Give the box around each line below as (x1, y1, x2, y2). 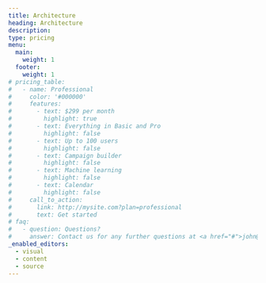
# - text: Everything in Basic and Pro (8, 122, 161, 130)
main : (15, 48, 34, 56)
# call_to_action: (8, 196, 83, 204)
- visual (15, 247, 44, 255)
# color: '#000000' (8, 93, 87, 101)
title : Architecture (8, 11, 77, 20)
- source (15, 262, 44, 270)
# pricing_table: (8, 78, 66, 86)
